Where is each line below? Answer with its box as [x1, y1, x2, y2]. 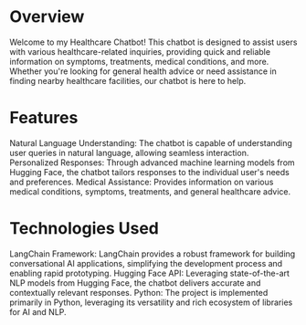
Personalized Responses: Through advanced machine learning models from [9, 157, 295, 168]
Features [9, 108, 79, 129]
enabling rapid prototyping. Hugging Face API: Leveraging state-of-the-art [9, 267, 290, 278]
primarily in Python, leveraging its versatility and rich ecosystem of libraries [9, 297, 293, 308]
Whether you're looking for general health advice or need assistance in [9, 66, 277, 77]
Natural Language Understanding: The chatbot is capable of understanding [9, 137, 292, 148]
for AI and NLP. [9, 306, 67, 317]
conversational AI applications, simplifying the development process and [9, 257, 283, 268]
